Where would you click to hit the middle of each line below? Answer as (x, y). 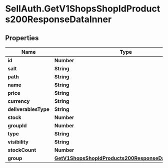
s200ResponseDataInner (58, 19)
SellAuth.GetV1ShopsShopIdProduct (83, 9)
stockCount (22, 150)
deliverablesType (29, 109)
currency (19, 101)
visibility (18, 142)
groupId (17, 126)
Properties (22, 38)
